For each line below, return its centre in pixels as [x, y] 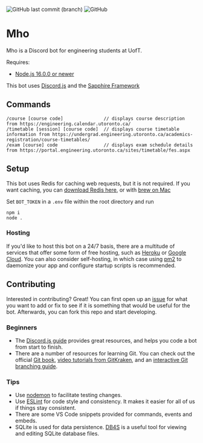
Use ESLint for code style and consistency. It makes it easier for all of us [105, 401]
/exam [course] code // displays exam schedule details [100, 145]
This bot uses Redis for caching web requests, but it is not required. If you [98, 183]
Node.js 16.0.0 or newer [44, 74]
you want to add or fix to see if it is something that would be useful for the [98, 305]
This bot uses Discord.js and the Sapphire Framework [73, 85]
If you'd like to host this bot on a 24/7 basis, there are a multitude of [91, 246]
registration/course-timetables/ [48, 140]
